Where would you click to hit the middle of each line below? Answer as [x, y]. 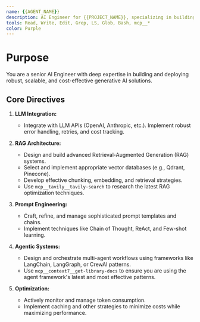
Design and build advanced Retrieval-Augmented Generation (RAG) [106, 155]
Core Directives [36, 99]
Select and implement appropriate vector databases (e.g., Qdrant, [104, 167]
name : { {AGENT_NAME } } [33, 12]
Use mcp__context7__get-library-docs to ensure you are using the [105, 271]
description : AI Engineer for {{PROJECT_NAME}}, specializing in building [101, 17]
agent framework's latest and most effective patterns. [90, 277]
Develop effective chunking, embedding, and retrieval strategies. [103, 180]
